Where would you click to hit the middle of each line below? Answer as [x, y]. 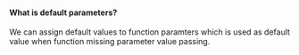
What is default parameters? [63, 12]
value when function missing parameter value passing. [110, 42]
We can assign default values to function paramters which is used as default [149, 32]
